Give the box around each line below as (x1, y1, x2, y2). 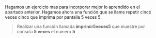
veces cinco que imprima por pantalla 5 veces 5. (5, 14, 102, 20)
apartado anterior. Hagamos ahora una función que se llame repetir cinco (5, 9, 152, 15)
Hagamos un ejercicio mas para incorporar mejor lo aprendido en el (5, 4, 140, 10)
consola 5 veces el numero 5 (16, 29, 75, 34)
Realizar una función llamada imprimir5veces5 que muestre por (16, 24, 145, 29)
